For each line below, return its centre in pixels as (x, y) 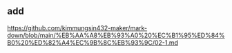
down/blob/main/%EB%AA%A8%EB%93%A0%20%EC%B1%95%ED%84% (116, 35)
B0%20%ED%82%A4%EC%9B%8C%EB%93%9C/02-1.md (93, 42)
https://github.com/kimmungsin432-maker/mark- (77, 28)
